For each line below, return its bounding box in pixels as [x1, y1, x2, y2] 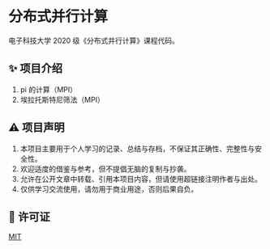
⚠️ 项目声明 [8, 120, 65, 134]
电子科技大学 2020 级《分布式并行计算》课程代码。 [8, 36, 180, 45]
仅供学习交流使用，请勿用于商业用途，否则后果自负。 [19, 184, 199, 194]
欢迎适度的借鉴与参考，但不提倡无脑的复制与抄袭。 [19, 163, 191, 174]
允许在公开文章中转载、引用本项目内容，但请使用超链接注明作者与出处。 [19, 174, 262, 184]
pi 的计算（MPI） [19, 84, 78, 94]
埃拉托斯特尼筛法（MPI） [19, 95, 105, 104]
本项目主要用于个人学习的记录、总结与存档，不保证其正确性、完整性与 [19, 143, 255, 154]
